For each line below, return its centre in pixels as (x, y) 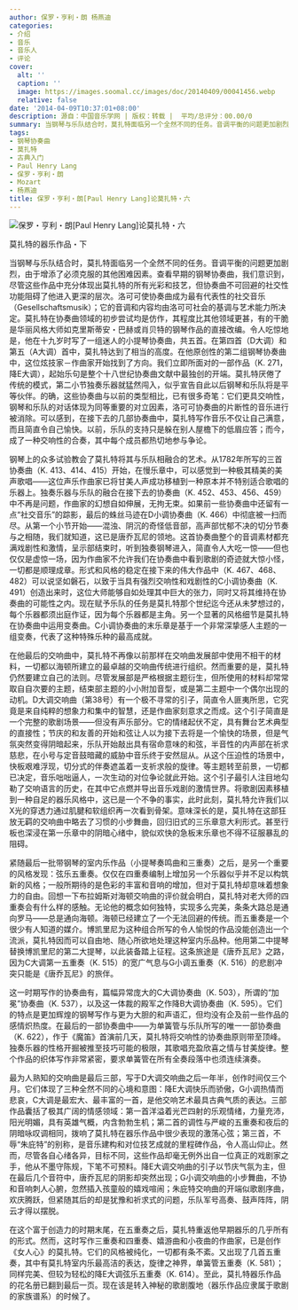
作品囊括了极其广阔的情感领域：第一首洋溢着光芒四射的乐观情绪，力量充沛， (149, 1110)
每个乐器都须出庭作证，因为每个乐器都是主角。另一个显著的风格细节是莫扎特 (149, 614)
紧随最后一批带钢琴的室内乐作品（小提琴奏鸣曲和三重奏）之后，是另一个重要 (149, 862)
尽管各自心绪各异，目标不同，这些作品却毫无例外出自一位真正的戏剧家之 (157, 1155)
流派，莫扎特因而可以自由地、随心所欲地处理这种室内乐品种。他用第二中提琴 (149, 940)
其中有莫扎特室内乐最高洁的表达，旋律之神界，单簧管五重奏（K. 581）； (154, 1263)
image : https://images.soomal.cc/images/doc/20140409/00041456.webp (146, 91)
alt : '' (31, 75)
